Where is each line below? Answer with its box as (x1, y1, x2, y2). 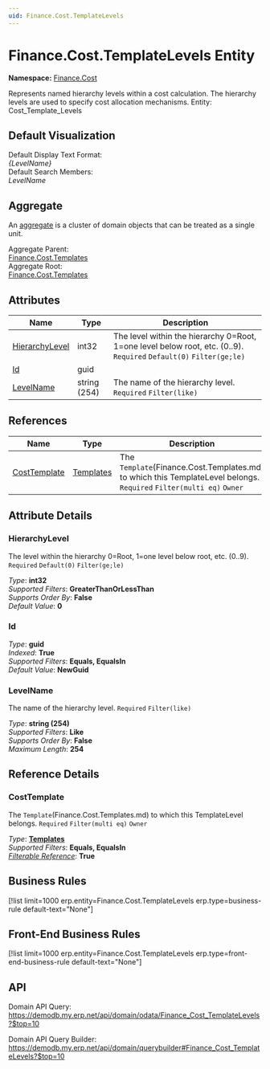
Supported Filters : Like (8, 728, 84, 737)
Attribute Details (8, 509, 92, 523)
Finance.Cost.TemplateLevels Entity (8, 46, 256, 64)
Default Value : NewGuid (8, 664, 89, 675)
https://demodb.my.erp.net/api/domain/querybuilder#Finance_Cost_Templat (8, 1043, 260, 1053)
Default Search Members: (8, 167, 94, 177)
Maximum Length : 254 (8, 745, 84, 754)
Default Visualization (8, 129, 116, 142)
